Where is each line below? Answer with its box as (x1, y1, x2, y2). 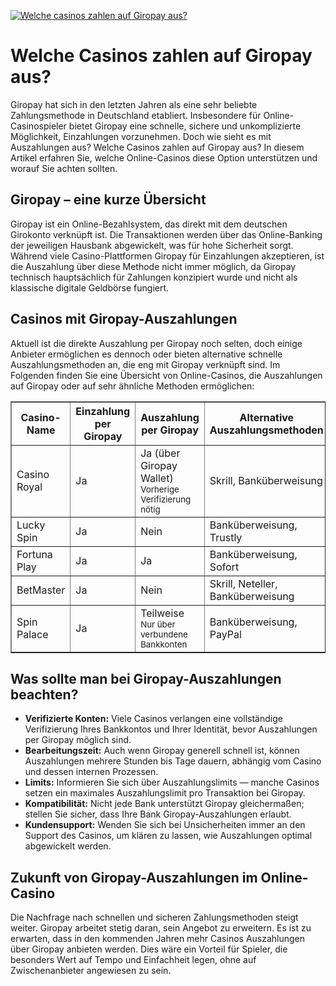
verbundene (140, 628, 188, 640)
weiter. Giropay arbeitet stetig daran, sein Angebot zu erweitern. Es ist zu (10, 922, 312, 934)
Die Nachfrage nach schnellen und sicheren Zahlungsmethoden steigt (10, 911, 299, 924)
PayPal (209, 627, 242, 641)
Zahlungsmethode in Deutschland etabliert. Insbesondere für (10, 109, 262, 121)
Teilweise (140, 606, 185, 620)
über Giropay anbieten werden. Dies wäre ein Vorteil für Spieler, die (10, 943, 288, 955)
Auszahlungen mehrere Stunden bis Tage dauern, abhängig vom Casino (24, 755, 322, 767)
